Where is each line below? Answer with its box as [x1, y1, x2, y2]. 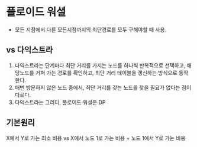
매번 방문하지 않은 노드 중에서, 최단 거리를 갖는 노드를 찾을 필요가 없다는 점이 [14, 84, 192, 91]
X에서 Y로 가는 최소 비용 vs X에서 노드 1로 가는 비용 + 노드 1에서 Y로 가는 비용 [6, 134, 186, 142]
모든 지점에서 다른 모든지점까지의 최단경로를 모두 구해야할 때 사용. [14, 26, 167, 33]
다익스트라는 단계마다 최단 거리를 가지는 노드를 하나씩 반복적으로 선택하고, [14, 61, 186, 68]
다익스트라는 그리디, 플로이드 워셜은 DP [14, 99, 106, 106]
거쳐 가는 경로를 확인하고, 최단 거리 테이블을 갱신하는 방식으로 [35, 69, 177, 76]
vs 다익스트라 [6, 45, 53, 55]
